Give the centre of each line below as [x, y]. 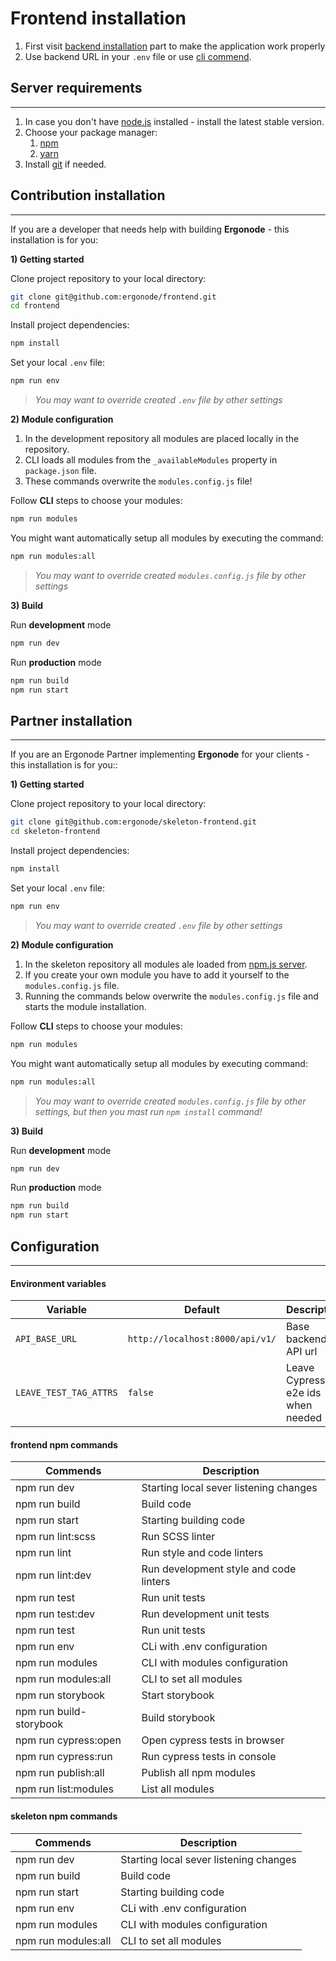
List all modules [178, 1789]
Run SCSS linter [178, 1537]
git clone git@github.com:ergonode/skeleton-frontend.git [133, 822]
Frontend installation [98, 18]
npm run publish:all [60, 1773]
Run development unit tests [205, 1614]
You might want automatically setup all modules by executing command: [159, 1063]
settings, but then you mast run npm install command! [148, 1111]
